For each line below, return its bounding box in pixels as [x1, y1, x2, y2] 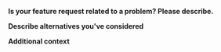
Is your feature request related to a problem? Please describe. [8, 7, 214, 16]
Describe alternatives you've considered [8, 22, 144, 30]
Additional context [8, 36, 71, 46]
